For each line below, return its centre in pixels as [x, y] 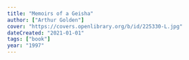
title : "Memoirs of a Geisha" [51, 13]
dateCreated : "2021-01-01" [46, 33]
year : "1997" [26, 46]
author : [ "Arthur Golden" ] [46, 20]
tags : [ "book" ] [29, 39]
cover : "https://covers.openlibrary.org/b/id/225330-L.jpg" [95, 26]
